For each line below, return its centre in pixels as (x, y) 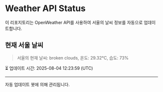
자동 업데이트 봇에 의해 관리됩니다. (37, 84)
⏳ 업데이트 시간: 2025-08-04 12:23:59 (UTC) (49, 68)
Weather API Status (45, 8)
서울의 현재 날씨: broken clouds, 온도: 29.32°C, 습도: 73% (73, 58)
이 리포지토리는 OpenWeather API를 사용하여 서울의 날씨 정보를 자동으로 (74, 22)
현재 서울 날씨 (24, 45)
